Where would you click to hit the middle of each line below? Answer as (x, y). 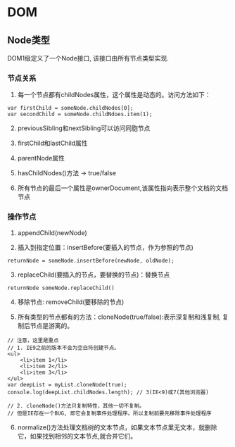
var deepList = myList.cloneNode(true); (68, 384)
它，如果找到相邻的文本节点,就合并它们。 (77, 436)
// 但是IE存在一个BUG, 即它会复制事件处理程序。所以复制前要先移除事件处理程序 (109, 413)
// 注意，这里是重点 (33, 340)
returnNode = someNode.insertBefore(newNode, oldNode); (91, 260)
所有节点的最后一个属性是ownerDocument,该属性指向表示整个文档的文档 (123, 188)
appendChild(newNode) (52, 232)
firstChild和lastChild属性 (52, 143)
